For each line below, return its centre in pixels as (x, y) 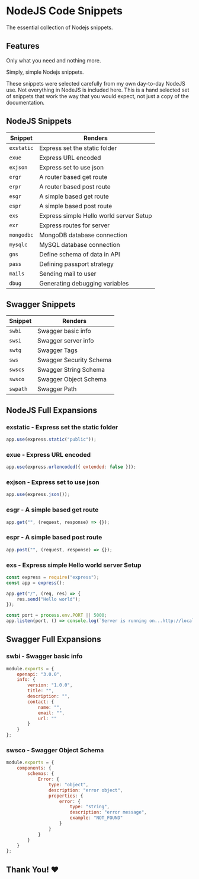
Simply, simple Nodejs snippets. (45, 72)
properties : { (66, 796)
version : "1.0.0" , (50, 685)
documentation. (25, 102)
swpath (18, 389)
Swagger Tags (58, 350)
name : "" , (50, 707)
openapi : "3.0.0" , (39, 674)
